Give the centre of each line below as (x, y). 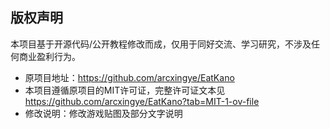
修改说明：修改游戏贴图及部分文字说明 (103, 113)
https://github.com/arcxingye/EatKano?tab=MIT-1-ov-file (142, 101)
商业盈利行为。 (49, 56)
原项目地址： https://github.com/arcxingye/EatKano (129, 77)
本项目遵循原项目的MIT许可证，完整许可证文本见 (125, 90)
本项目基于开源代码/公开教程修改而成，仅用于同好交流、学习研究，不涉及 (161, 44)
